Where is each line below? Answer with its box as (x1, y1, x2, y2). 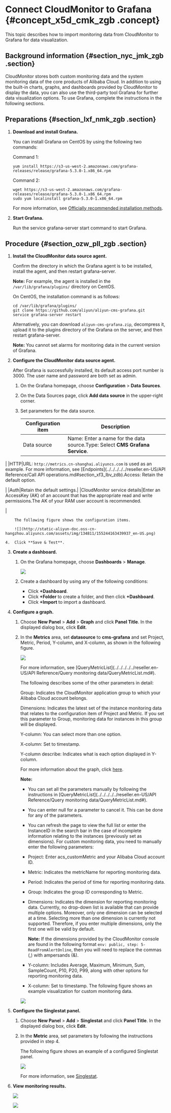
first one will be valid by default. (27, 926, 95, 932)
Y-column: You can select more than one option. (20, 731, 122, 738)
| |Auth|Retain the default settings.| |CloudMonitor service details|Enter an (5, 487, 161, 493)
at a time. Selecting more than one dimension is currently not (27, 915, 156, 921)
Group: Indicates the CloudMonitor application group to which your (20, 690, 161, 696)
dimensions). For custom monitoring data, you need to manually (27, 839, 162, 845)
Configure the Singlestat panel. (12, 1008, 80, 1014)
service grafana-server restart (12, 313, 81, 318)
